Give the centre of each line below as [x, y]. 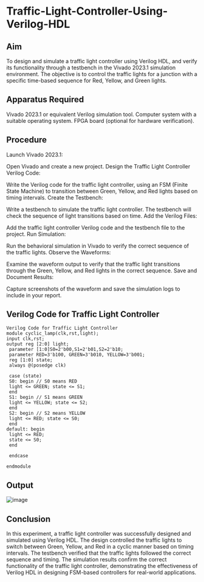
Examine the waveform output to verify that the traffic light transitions [93, 264]
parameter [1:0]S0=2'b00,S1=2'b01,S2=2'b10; [66, 350]
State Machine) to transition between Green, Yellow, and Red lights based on [102, 191]
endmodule [19, 466]
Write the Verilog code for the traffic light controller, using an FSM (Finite [97, 184]
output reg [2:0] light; [38, 344]
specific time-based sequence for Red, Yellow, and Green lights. [87, 81]
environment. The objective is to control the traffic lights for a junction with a [102, 74]
